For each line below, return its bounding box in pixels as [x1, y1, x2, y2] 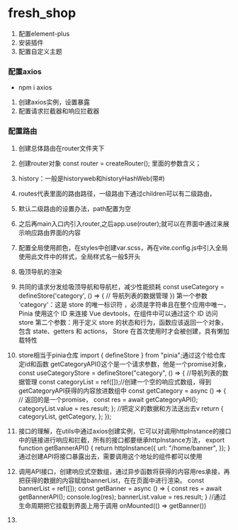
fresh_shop [8, 5, 76, 21]
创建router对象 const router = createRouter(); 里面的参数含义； [18, 158, 202, 168]
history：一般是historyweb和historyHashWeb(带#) [18, 174, 165, 183]
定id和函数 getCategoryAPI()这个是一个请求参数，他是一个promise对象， [18, 359, 230, 368]
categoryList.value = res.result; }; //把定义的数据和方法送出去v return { [18, 404, 224, 413]
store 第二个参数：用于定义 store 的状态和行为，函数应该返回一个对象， [18, 318, 227, 326]
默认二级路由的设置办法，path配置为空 [18, 204, 132, 212]
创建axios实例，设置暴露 [18, 98, 91, 107]
